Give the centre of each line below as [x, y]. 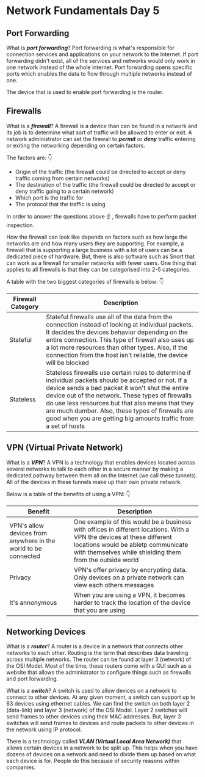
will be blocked [67, 363]
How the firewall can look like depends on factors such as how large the [97, 237]
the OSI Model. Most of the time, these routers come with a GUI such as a [99, 666]
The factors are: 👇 [29, 157]
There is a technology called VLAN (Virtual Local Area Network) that [94, 742]
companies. [21, 767]
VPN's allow [27, 526]
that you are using [99, 610]
